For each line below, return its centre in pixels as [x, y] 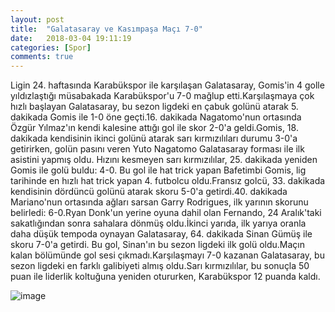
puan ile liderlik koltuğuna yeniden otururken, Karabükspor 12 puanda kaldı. [165, 277]
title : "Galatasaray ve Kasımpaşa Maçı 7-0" [106, 29]
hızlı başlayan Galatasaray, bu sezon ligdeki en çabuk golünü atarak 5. [154, 107]
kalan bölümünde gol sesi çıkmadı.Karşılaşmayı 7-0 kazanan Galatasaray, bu [167, 255]
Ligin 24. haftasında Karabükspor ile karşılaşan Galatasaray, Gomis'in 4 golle [167, 85]
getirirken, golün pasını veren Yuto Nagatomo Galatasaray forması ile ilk [157, 149]
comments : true [42, 57]
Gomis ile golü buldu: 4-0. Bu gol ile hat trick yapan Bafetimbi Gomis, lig [158, 170]
